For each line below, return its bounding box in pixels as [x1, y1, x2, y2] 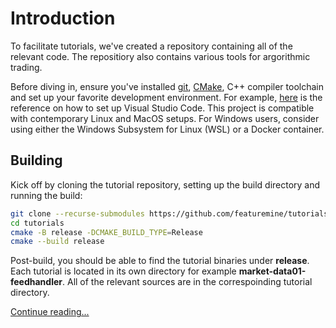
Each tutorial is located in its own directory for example [10, 265, 237, 277]
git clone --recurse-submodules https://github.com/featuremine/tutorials [10, 208, 329, 219]
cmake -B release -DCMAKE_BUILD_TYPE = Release [10, 227, 203, 237]
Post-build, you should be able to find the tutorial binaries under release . [10, 255, 310, 267]
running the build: [10, 189, 83, 201]
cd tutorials [10, 218, 65, 228]
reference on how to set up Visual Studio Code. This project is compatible [10, 102, 315, 114]
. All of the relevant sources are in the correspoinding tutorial [62, 276, 313, 288]
